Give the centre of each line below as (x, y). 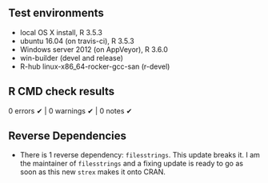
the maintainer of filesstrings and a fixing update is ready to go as (132, 164)
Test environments (56, 13)
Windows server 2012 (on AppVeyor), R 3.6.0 (94, 49)
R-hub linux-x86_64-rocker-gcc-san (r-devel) (95, 66)
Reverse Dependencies (67, 136)
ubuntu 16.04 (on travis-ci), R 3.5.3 (77, 41)
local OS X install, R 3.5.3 (61, 32)
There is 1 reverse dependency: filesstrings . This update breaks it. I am (140, 155)
